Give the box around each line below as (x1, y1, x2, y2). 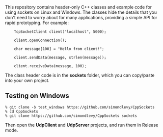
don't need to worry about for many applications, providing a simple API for (5, 15, 158, 20)
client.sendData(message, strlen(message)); (14, 55, 107, 60)
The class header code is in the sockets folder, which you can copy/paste (5, 72, 155, 78)
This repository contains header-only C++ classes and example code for (5, 4, 152, 10)
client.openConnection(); (14, 38, 67, 43)
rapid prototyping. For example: (5, 20, 69, 26)
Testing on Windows (5, 92, 70, 100)
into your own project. (5, 78, 50, 83)
